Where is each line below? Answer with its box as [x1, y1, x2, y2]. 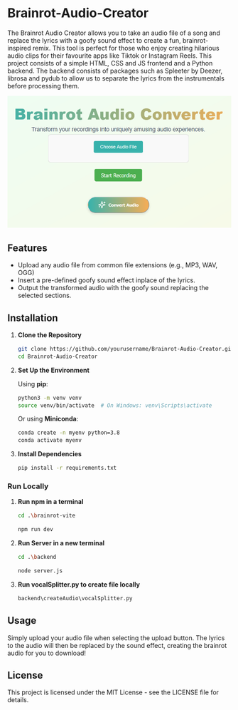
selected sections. [17, 291, 72, 300]
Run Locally [7, 481, 49, 491]
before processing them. [7, 81, 80, 90]
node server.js [17, 567, 63, 575]
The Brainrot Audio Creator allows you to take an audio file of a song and [7, 29, 220, 37]
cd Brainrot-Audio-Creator [17, 353, 98, 360]
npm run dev [17, 526, 53, 533]
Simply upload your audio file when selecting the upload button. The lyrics [7, 633, 225, 642]
